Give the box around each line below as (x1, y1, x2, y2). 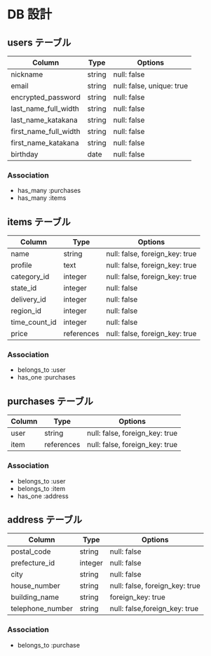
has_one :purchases (17, 373, 76, 382)
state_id (11, 283, 37, 293)
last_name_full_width (11, 104, 79, 113)
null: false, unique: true (113, 81, 188, 91)
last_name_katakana (11, 115, 79, 125)
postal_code (11, 547, 51, 556)
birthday (11, 149, 39, 159)
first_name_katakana (11, 138, 79, 147)
